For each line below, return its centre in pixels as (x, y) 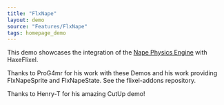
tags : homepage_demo (37, 33)
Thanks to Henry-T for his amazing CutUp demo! (76, 94)
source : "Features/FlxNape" (48, 26)
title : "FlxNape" (32, 13)
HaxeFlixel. (23, 60)
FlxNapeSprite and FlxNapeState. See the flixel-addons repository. (102, 81)
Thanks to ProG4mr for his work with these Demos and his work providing (112, 73)
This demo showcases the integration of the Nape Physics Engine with (108, 52)
